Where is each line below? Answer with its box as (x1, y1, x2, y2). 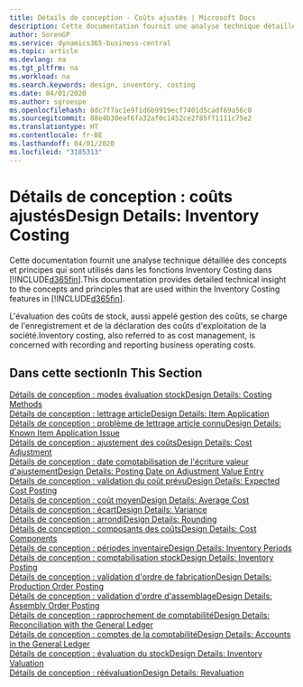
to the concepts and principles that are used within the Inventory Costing (9, 283, 280, 294)
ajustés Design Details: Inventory (9, 205, 260, 226)
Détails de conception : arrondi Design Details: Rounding (9, 514, 217, 525)
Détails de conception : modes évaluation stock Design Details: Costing (9, 389, 272, 400)
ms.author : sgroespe (9, 97, 87, 107)
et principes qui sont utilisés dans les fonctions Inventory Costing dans (9, 264, 272, 275)
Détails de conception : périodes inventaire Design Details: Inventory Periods (9, 543, 293, 553)
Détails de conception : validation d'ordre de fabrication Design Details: (9, 571, 272, 582)
